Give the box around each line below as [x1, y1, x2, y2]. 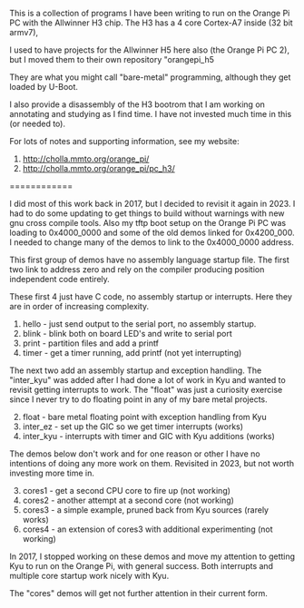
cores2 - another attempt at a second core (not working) [22, 495, 234, 505]
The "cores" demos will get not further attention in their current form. [9, 588, 268, 598]
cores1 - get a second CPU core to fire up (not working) [22, 485, 231, 495]
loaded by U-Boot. [9, 82, 79, 92]
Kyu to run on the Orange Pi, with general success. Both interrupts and [9, 561, 274, 571]
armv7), [9, 27, 39, 37]
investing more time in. [9, 467, 95, 478]
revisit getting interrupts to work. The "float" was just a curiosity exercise [9, 385, 283, 395]
